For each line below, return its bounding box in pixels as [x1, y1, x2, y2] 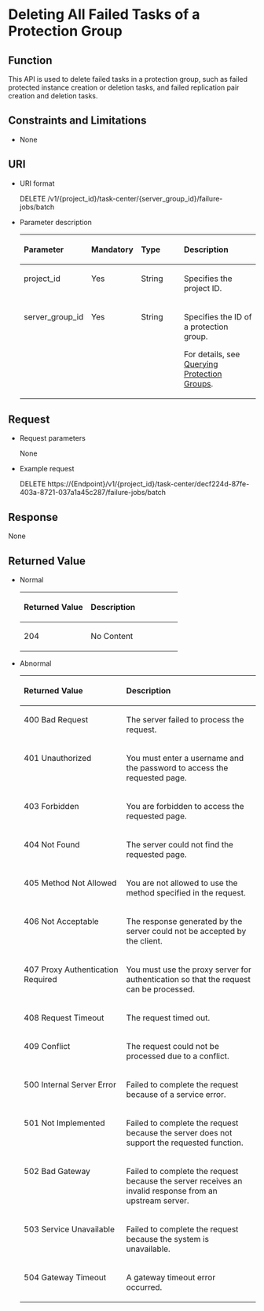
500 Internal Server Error [23, 1080, 116, 1091]
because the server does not [126, 1128, 233, 1139]
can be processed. [126, 984, 195, 995]
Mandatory [91, 244, 134, 255]
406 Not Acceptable [23, 916, 100, 927]
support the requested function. [126, 1137, 244, 1148]
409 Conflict [23, 1041, 71, 1052]
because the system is [126, 1234, 210, 1245]
